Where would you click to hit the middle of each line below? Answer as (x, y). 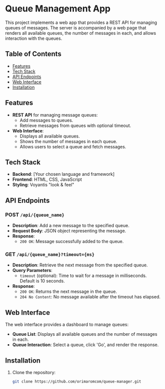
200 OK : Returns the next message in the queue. (68, 291)
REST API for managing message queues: (55, 115)
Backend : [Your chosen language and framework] (63, 174)
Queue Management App (58, 9)
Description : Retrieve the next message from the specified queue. (80, 265)
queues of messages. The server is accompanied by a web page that (76, 27)
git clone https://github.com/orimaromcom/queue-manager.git (77, 382)
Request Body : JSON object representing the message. (69, 231)
